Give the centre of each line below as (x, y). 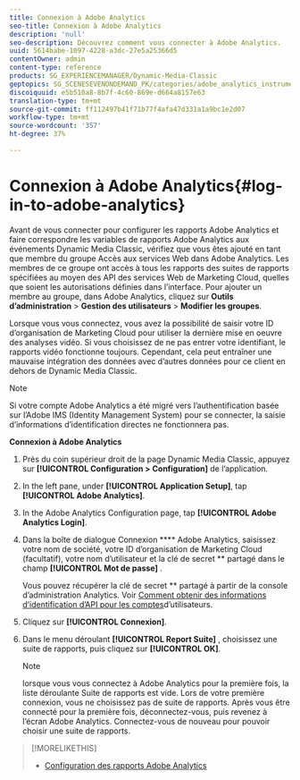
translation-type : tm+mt (55, 101)
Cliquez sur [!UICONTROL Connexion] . (94, 622)
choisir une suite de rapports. (76, 731)
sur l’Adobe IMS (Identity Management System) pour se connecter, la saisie (147, 415)
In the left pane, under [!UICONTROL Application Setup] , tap (134, 486)
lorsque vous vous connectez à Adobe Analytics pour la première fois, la (155, 683)
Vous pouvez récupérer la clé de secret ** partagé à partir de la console (155, 585)
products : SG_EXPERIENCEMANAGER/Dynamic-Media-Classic (113, 76)
